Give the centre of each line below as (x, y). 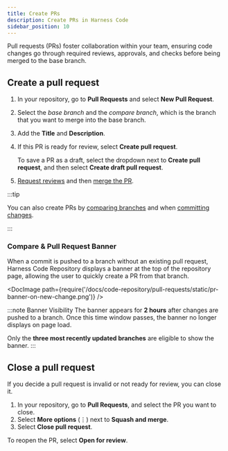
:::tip (14, 194)
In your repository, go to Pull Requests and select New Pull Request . (116, 99)
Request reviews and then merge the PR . (75, 181)
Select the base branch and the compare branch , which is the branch (116, 113)
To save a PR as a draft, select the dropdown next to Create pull (109, 160)
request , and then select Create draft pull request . (90, 167)
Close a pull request (51, 367)
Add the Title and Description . (61, 134)
